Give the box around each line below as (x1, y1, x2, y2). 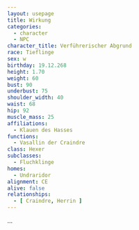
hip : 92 (7, 107, 30, 114)
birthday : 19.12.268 (7, 62, 67, 69)
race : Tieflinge (7, 49, 54, 56)
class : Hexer (7, 146, 45, 153)
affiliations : (7, 120, 49, 127)
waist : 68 (7, 101, 36, 108)
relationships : (7, 191, 51, 198)
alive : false (7, 185, 45, 192)
